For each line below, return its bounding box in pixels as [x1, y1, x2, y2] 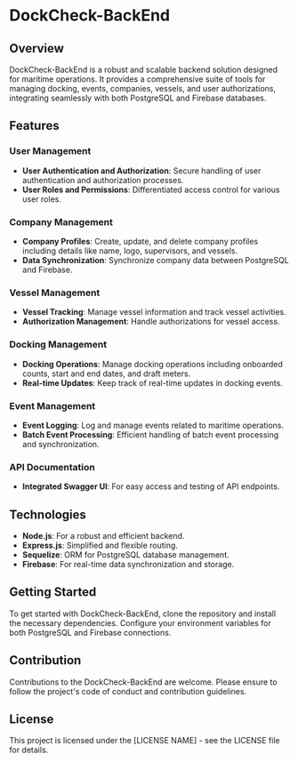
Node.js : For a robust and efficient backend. [21, 530, 185, 541]
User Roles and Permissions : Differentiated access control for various [21, 184, 280, 195]
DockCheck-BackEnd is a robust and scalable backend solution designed [9, 64, 278, 75]
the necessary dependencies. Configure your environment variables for [9, 617, 271, 628]
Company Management [9, 215, 114, 228]
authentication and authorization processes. [21, 174, 184, 185]
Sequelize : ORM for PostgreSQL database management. [21, 549, 230, 560]
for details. [9, 744, 49, 756]
